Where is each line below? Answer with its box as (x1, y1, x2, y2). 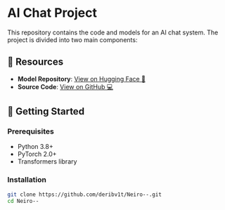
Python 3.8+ (17, 143, 54, 151)
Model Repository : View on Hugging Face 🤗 (17, 74, 146, 83)
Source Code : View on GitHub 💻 (17, 82, 114, 91)
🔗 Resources (7, 56, 64, 68)
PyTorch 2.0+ (17, 150, 58, 159)
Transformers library (17, 157, 77, 166)
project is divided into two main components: (7, 35, 138, 44)
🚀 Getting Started (7, 105, 85, 117)
